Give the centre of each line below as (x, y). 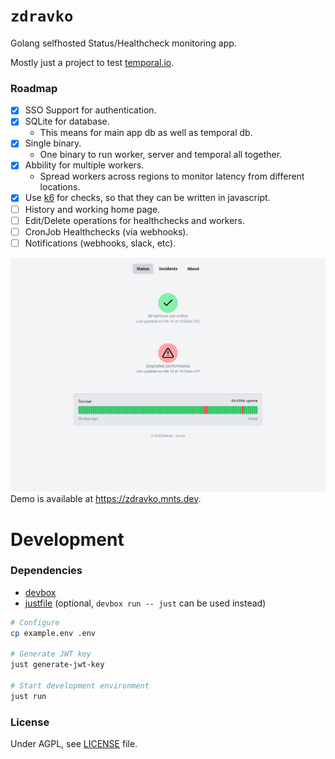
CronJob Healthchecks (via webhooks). (106, 231)
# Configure (35, 622)
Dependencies (46, 571)
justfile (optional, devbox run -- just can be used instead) (145, 603)
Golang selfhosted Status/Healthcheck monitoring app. (123, 43)
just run (28, 696)
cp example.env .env (53, 633)
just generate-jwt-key (57, 665)
